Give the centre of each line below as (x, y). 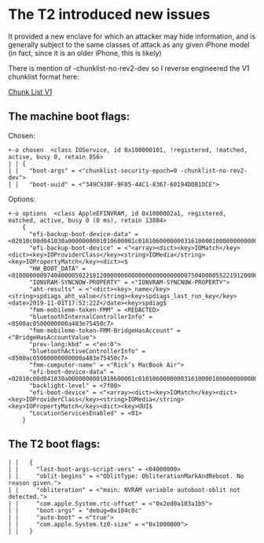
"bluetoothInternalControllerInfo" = (91, 316)
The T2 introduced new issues (109, 15)
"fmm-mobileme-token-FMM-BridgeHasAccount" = (104, 331)
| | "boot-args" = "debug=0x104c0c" (75, 510)
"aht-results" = (55, 289)
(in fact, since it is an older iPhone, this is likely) (85, 53)
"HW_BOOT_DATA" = (57, 268)
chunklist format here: (44, 76)
